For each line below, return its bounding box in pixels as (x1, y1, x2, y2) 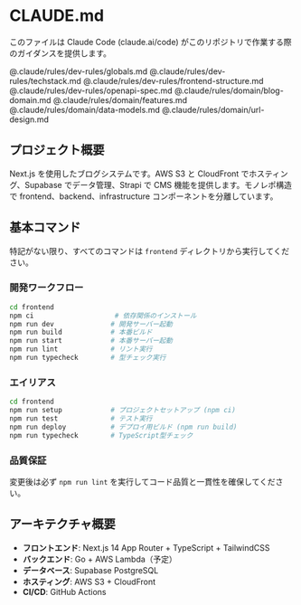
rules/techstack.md (9, 75, 81, 86)
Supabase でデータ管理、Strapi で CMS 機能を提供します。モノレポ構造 (24, 179, 292, 190)
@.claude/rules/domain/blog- (174, 85, 285, 96)
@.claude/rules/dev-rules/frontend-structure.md (82, 75, 264, 86)
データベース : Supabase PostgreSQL (22, 564, 159, 575)
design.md (9, 114, 50, 125)
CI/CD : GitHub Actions (22, 586, 107, 597)
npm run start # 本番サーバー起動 (9, 336, 174, 345)
